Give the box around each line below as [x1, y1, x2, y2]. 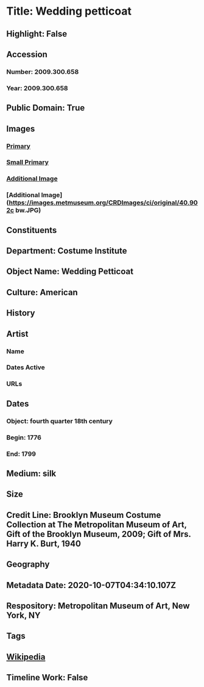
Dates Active [6, 363, 46, 372]
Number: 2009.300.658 [6, 67, 79, 76]
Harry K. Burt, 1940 [6, 538, 81, 549]
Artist [6, 328, 29, 339]
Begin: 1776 [6, 433, 41, 442]
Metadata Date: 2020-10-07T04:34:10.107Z [6, 580, 177, 590]
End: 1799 [6, 450, 37, 458]
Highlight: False [6, 29, 68, 39]
